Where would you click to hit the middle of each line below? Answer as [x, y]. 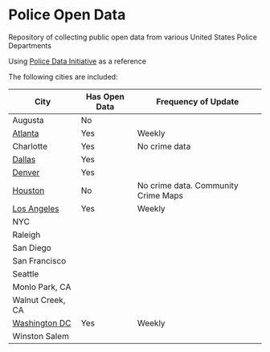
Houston [29, 190]
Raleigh [27, 235]
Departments [30, 45]
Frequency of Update [198, 101]
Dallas [24, 159]
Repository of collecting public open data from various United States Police [133, 37]
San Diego [32, 248]
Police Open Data [67, 15]
